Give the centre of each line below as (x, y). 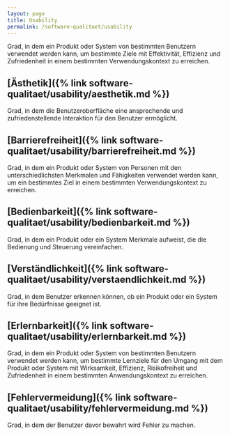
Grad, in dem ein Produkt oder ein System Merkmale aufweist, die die (107, 239)
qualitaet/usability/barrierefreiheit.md (92, 151)
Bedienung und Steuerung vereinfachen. (66, 247)
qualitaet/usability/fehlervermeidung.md (98, 408)
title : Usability (32, 20)
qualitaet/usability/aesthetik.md (79, 94)
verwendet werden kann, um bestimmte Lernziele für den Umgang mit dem (115, 361)
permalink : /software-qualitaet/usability (70, 26)
